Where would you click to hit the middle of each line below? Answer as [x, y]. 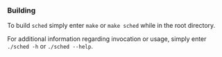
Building [22, 10]
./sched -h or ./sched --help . [50, 47]
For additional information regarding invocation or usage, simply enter [107, 39]
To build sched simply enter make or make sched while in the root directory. [111, 26]
